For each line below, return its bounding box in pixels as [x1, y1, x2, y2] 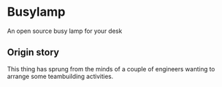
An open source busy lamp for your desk [7, 27, 123, 35]
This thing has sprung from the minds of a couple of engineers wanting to [7, 64, 215, 73]
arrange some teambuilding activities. [7, 72, 114, 80]
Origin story [7, 47, 60, 58]
